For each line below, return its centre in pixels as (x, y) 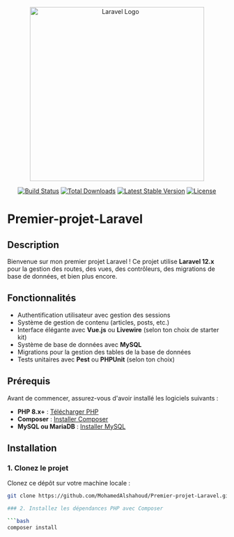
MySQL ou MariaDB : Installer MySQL (71, 426)
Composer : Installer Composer (63, 419)
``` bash (18, 521)
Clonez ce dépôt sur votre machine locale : (69, 483)
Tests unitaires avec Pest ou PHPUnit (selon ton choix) (96, 359)
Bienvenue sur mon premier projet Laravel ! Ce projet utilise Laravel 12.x (111, 262)
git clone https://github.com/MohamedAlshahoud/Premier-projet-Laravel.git (119, 496)
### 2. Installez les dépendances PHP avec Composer (85, 508)
